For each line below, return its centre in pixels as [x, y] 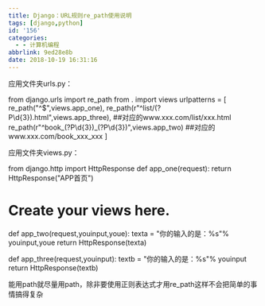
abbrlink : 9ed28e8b [41, 52]
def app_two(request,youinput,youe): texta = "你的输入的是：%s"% [119, 233]
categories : [28, 38]
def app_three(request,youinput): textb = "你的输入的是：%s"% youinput [127, 258]
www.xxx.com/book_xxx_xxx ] [58, 136]
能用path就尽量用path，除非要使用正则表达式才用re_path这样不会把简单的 [129, 284]
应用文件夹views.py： [44, 153]
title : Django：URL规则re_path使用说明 [70, 15]
